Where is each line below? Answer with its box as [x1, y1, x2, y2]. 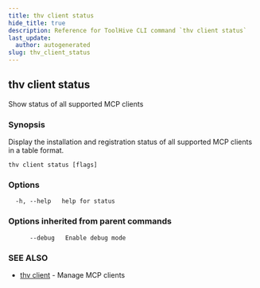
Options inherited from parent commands [8, 216, 173, 227]
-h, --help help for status [15, 197, 115, 205]
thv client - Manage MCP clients [19, 270, 126, 279]
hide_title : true [8, 19, 66, 27]
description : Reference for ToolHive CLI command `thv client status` [8, 26, 247, 34]
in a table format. [8, 146, 64, 155]
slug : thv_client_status [8, 49, 91, 56]
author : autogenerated [15, 41, 91, 49]
